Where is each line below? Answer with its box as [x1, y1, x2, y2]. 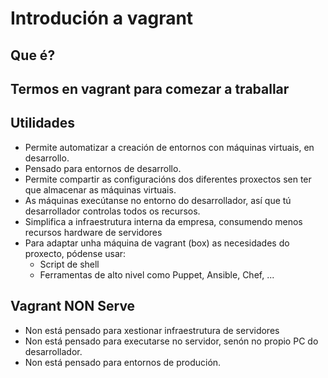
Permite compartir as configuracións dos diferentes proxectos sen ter [24, 173, 312, 185]
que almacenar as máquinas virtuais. [24, 183, 177, 196]
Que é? [10, 47, 56, 64]
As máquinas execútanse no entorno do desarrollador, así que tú [24, 194, 292, 206]
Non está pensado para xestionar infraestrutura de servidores [24, 324, 280, 336]
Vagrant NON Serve [10, 298, 136, 315]
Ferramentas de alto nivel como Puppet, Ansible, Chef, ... [39, 268, 275, 281]
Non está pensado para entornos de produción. [24, 356, 222, 368]
